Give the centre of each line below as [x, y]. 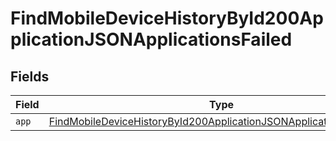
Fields [30, 76]
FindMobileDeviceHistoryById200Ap [167, 18]
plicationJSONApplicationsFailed [151, 39]
